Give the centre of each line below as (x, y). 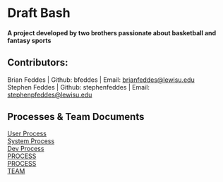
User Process (27, 134)
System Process (31, 141)
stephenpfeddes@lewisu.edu (50, 95)
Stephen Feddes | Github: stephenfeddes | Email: (79, 87)
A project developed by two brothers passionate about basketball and (112, 32)
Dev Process (26, 149)
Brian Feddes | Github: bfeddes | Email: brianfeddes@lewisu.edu (101, 80)
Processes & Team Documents (76, 117)
